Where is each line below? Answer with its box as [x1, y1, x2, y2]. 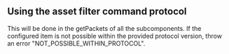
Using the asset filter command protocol [7, 6, 187, 18]
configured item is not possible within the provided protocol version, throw [7, 32, 223, 40]
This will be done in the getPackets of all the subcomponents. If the [7, 24, 202, 32]
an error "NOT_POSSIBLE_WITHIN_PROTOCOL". [7, 39, 146, 48]
